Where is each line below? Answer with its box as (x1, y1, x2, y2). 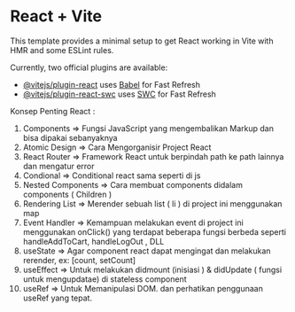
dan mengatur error (22, 160, 96, 171)
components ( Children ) (22, 189, 113, 199)
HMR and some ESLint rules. (10, 44, 114, 55)
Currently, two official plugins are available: (10, 62, 168, 73)
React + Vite (10, 6, 103, 27)
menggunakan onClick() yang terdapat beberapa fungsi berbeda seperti (22, 226, 287, 237)
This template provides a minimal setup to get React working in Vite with (10, 35, 274, 46)
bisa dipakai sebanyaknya (22, 132, 118, 143)
